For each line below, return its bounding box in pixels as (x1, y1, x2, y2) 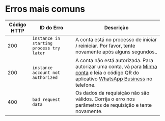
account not (32, 70, 60, 75)
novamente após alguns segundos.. (75, 48, 158, 55)
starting (32, 40, 53, 46)
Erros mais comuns (5, 3, 85, 15)
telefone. (75, 81, 96, 88)
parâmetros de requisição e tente (75, 101, 152, 108)
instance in (32, 35, 60, 41)
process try (32, 45, 60, 51)
